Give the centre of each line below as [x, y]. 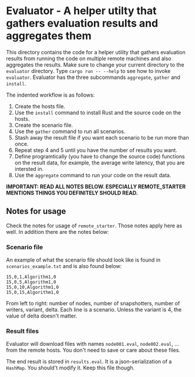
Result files [23, 331]
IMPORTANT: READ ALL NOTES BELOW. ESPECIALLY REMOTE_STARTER [96, 186]
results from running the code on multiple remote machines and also [89, 58]
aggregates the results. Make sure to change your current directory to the [95, 65]
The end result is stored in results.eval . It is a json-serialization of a [89, 362]
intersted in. [29, 168]
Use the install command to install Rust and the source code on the [98, 113]
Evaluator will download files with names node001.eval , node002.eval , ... [93, 344]
